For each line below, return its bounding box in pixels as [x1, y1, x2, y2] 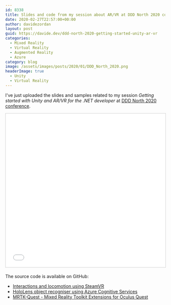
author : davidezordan [5, 21, 51, 27]
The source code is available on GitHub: [5, 273, 89, 279]
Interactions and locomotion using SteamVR [12, 283, 105, 289]
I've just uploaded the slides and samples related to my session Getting [5, 92, 154, 98]
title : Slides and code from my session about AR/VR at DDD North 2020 [5, 12, 160, 17]
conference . [5, 103, 31, 109]
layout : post [5, 26, 33, 31]
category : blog [5, 59, 38, 64]
